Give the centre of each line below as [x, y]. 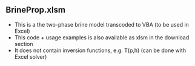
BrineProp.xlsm [36, 10]
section [24, 44]
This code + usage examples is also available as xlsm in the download [102, 37]
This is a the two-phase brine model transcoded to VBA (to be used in [101, 24]
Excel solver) [31, 56]
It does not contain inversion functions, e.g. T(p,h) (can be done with [100, 50]
